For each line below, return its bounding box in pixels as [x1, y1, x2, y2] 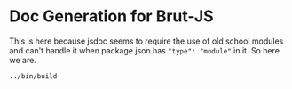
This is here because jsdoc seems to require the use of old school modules [9, 36, 284, 46]
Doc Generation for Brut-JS [9, 6, 215, 27]
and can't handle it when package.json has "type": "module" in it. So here [9, 44, 280, 55]
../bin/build [9, 71, 58, 81]
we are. [9, 54, 37, 65]
